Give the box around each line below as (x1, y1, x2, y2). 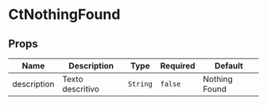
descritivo (62, 84, 99, 94)
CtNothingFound (8, 6, 121, 24)
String (127, 80, 153, 88)
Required (160, 61, 195, 71)
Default (214, 61, 244, 71)
